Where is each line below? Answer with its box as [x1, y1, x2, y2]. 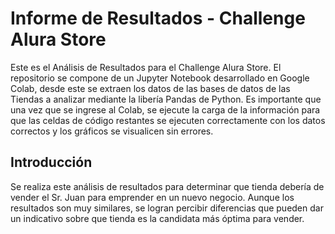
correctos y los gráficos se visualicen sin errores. [10, 125, 214, 137]
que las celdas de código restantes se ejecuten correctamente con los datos [10, 114, 326, 126]
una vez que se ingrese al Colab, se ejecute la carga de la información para [10, 103, 321, 116]
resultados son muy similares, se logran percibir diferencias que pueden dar [10, 202, 324, 214]
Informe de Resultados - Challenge [10, 7, 306, 30]
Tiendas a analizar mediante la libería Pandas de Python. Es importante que [10, 93, 322, 105]
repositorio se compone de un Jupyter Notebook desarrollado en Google [10, 72, 310, 84]
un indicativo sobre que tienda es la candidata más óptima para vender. [10, 212, 305, 224]
